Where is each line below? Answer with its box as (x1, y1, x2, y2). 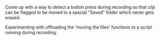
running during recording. (5, 30, 58, 35)
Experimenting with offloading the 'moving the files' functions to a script (5, 24, 152, 30)
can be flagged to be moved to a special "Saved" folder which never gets (5, 9, 155, 15)
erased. (5, 15, 21, 20)
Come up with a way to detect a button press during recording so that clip (5, 4, 156, 10)
